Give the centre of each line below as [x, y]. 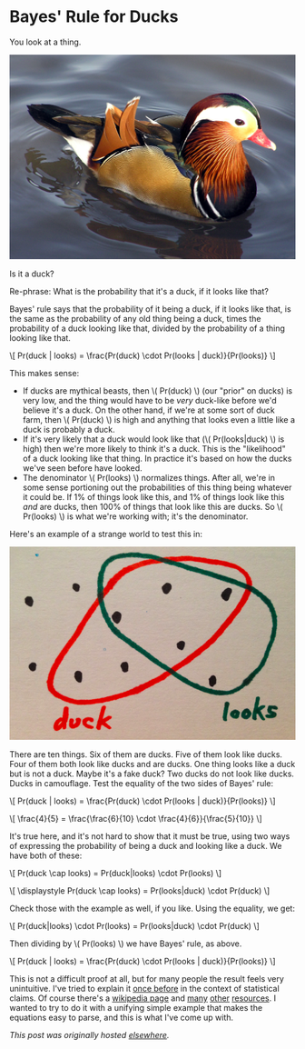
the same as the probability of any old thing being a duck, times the [135, 318]
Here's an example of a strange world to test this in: [106, 534]
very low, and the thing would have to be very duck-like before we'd [149, 400]
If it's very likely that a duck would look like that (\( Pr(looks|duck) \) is [153, 439]
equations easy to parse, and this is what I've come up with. [122, 1017]
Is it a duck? [32, 274]
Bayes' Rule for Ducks [94, 17]
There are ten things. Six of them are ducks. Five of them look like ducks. [146, 754]
